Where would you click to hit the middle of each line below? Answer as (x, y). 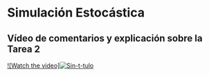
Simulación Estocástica (76, 13)
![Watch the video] (34, 66)
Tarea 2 (24, 49)
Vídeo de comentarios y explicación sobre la (105, 38)
